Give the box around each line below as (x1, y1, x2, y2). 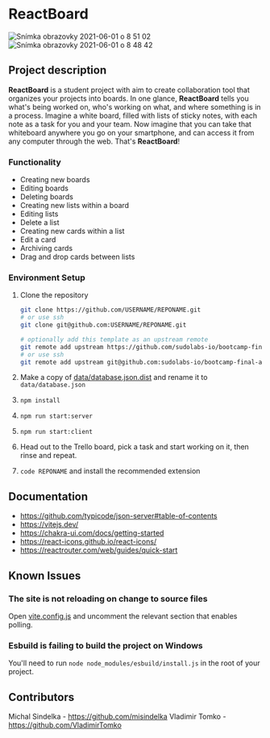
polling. (8, 619, 34, 629)
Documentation (8, 490, 89, 503)
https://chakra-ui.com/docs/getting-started (19, 528, 164, 538)
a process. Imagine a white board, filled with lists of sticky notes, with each (8, 110, 258, 120)
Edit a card (19, 235, 56, 244)
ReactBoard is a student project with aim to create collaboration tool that (8, 85, 250, 94)
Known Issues (8, 569, 81, 582)
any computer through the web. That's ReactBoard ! (8, 136, 180, 146)
